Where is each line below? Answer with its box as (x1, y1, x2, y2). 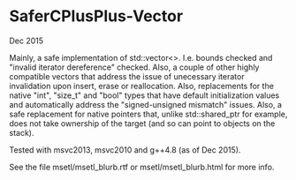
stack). (9, 127, 34, 138)
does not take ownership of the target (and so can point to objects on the (9, 117, 276, 129)
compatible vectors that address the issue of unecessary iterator (9, 71, 245, 81)
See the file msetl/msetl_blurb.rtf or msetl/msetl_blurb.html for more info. (9, 161, 275, 172)
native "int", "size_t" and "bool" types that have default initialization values (9, 90, 280, 101)
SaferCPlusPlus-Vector (9, 6, 184, 26)
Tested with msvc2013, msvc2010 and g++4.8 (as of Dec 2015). (9, 144, 241, 155)
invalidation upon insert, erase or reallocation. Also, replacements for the (9, 80, 274, 91)
